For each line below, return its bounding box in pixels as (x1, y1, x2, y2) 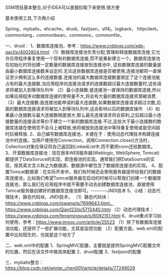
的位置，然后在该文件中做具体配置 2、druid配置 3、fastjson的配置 (5, 249, 141, 254)
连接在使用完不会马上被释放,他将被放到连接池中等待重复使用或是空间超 (14, 125, 160, 130)
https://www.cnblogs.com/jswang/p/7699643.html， (5, 200, 114, 206)
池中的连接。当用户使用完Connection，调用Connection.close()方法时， (5, 137, 152, 143)
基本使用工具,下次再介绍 (5, 15, 55, 21)
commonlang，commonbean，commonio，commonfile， (5, 32, 124, 38)
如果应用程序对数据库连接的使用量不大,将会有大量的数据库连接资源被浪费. (5, 93, 157, 99)
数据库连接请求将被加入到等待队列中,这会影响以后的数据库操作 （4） (14, 106, 156, 112)
